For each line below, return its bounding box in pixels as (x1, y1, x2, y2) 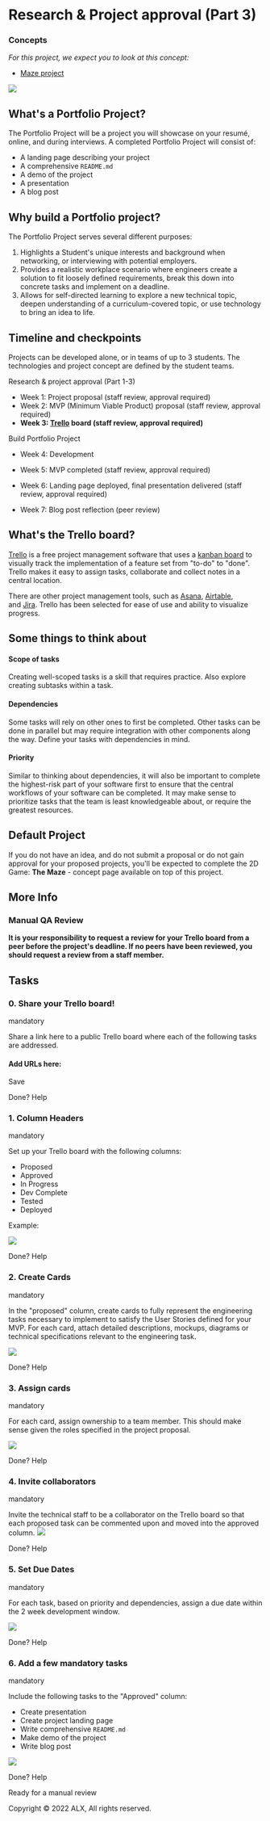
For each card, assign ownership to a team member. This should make (8, 1416, 242, 1426)
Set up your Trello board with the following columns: (8, 1147, 182, 1156)
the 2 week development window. (8, 1606, 120, 1616)
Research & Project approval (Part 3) (8, 6, 256, 24)
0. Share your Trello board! (8, 997, 115, 1009)
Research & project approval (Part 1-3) (8, 376, 135, 386)
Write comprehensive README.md (19, 1724, 127, 1734)
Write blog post (19, 1741, 72, 1751)
